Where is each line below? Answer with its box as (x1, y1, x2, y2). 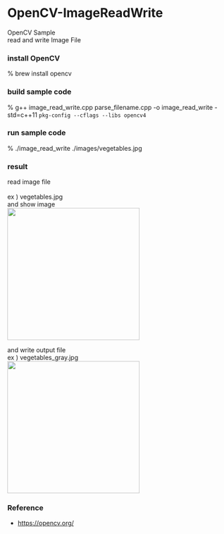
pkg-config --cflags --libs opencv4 (38, 111, 147, 119)
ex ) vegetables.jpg (7, 192, 63, 201)
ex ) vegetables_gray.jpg (7, 354, 79, 362)
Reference (7, 503, 44, 513)
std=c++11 (7, 111, 37, 119)
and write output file (7, 346, 66, 354)
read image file (7, 178, 51, 186)
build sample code (7, 87, 72, 97)
